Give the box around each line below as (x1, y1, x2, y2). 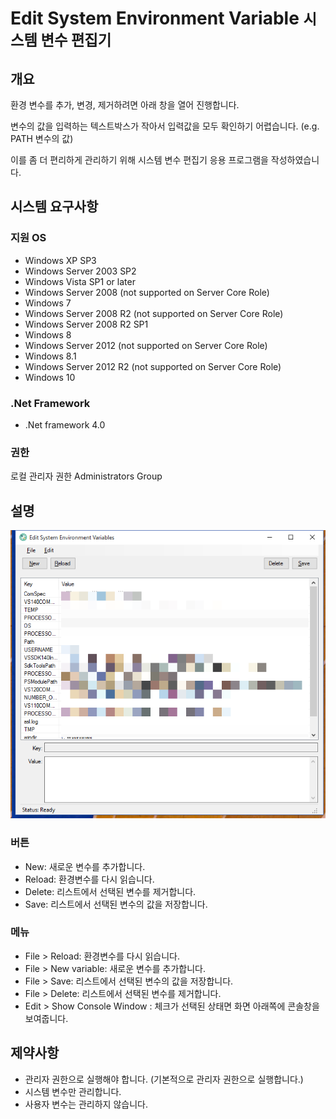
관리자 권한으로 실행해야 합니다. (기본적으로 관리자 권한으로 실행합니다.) (24, 1073, 304, 1085)
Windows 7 (24, 297, 72, 309)
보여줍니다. (24, 1012, 69, 1024)
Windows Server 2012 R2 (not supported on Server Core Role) (24, 360, 282, 372)
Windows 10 (24, 371, 76, 383)
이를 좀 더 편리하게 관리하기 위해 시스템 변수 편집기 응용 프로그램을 (10, 154, 269, 166)
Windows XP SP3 (24, 254, 97, 266)
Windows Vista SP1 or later (24, 275, 136, 287)
